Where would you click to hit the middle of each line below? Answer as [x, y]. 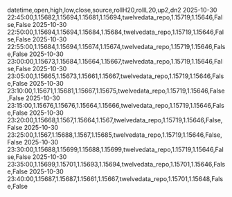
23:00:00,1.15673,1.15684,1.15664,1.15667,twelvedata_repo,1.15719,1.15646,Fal [115, 61]
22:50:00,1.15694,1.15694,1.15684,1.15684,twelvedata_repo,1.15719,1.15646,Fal [115, 32]
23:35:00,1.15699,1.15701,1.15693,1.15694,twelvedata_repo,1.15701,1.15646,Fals [116, 164]
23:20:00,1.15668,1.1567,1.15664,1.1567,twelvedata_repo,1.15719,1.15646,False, [115, 120]
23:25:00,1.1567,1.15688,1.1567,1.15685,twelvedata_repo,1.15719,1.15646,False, [115, 135]
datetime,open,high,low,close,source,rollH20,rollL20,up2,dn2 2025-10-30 [112, 10]
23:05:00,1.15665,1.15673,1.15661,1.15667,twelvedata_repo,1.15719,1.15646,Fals [116, 76]
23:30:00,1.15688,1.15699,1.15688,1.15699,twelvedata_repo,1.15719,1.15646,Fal [115, 149]
